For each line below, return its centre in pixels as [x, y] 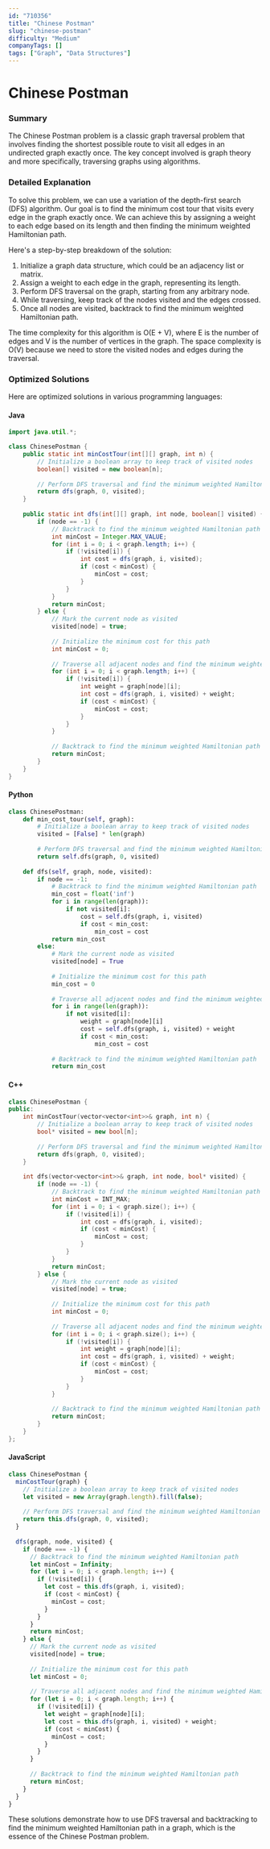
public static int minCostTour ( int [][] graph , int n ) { [119, 455]
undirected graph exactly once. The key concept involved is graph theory [130, 153]
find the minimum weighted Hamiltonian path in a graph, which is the [122, 1828]
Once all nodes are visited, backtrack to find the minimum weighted [131, 308]
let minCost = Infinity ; [71, 1564]
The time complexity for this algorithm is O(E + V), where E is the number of [134, 332]
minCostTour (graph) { [52, 1481]
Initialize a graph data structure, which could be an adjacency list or [132, 265]
